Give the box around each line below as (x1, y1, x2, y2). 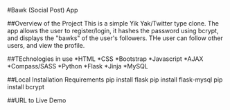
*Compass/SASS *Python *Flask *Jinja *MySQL (7, 62, 149, 70)
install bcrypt (7, 83, 45, 91)
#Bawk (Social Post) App (7, 6, 78, 14)
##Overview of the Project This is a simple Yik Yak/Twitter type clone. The (7, 19, 220, 27)
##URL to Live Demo (7, 96, 67, 104)
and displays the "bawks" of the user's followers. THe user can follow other (7, 34, 223, 42)
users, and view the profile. (7, 42, 85, 49)
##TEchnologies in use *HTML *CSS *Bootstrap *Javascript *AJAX (7, 55, 204, 63)
